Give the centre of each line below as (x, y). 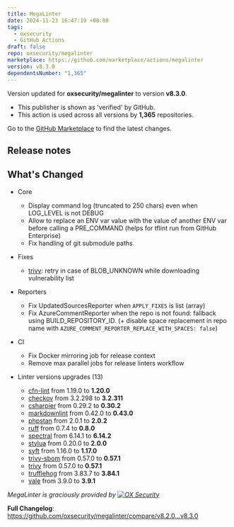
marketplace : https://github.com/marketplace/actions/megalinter (105, 60)
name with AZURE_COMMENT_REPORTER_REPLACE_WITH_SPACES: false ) (123, 328)
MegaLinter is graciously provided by (62, 494)
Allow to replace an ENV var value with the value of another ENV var (128, 220)
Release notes (39, 151)
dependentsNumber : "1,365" (47, 73)
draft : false (27, 47)
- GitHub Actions (39, 40)
